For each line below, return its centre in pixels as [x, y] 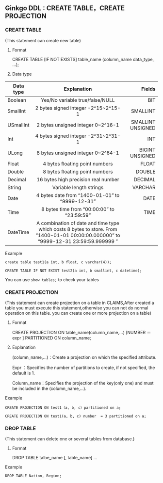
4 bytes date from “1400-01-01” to [78, 195]
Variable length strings [78, 187]
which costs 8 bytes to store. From [78, 229]
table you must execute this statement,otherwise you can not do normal [77, 308]
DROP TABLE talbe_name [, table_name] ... [55, 458]
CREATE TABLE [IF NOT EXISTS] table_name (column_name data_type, [83, 59]
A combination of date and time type [78, 223]
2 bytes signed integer [61, 108]
